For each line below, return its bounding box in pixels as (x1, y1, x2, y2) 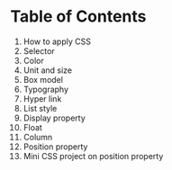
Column (23, 131, 53, 142)
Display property (23, 112, 86, 123)
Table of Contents (10, 6, 147, 27)
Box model (23, 74, 64, 85)
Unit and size (23, 65, 73, 76)
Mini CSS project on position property (23, 150, 164, 161)
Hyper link (23, 93, 62, 104)
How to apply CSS (23, 36, 91, 47)
